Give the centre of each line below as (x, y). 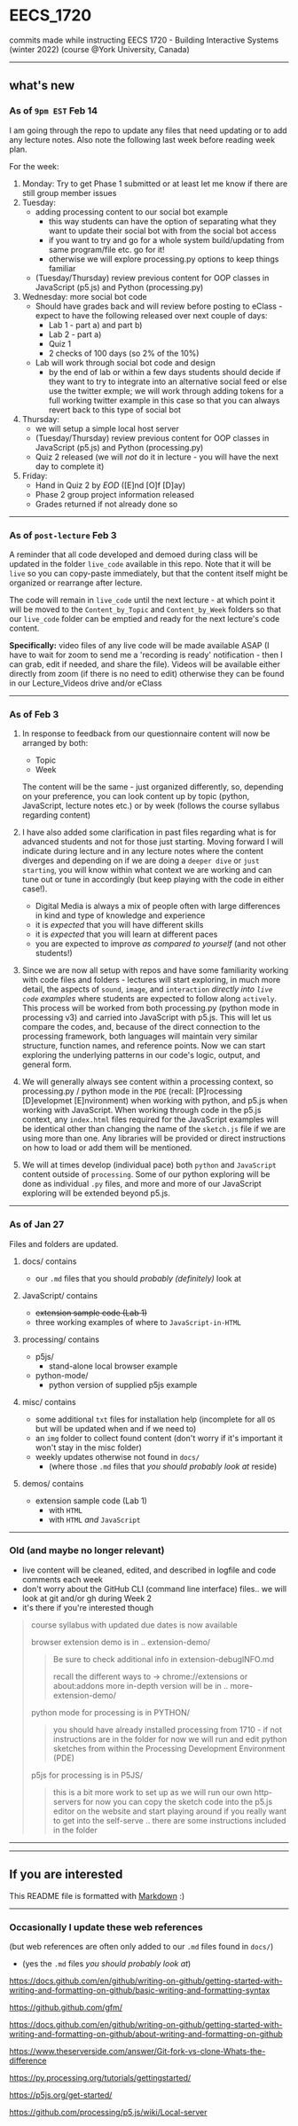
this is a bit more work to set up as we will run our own (153, 1792)
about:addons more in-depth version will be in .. (141, 1685)
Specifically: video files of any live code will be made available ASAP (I (139, 645)
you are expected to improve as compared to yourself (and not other (161, 944)
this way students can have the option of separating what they (162, 221)
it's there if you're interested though (87, 1607)
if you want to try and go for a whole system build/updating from (166, 239)
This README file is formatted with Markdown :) (97, 1895)
